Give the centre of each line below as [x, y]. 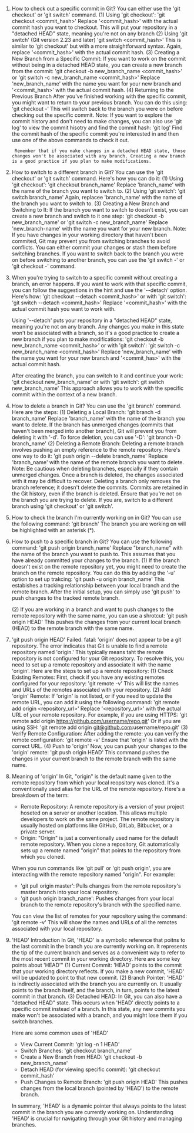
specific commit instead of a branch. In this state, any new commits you [99, 1009]
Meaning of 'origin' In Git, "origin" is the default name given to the [91, 776]
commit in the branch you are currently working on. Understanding [92, 1112]
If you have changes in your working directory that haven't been [89, 235]
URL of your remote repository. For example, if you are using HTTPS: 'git [99, 715]
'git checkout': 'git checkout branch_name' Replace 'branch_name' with [98, 185]
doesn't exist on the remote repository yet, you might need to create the [99, 566]
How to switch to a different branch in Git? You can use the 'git [87, 172]
